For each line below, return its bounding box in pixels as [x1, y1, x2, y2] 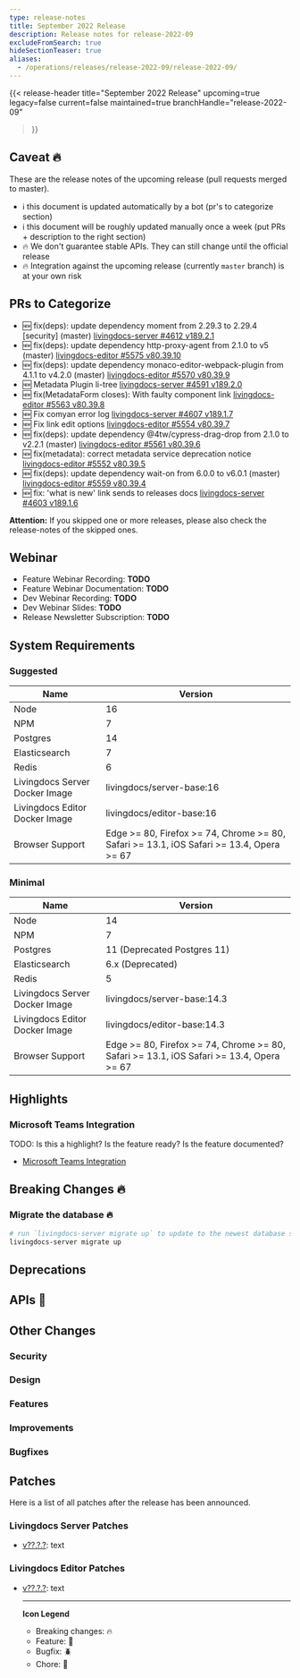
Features [9, 1398, 49, 1410]
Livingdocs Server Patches [9, 1519, 129, 1531]
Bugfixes [9, 1446, 49, 1459]
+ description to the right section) [21, 231, 146, 242]
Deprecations [9, 1262, 87, 1277]
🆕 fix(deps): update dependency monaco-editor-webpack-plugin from [21, 359, 284, 370]
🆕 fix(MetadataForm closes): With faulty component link [21, 388, 232, 399]
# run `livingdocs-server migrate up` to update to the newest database [9, 1229, 286, 1238]
